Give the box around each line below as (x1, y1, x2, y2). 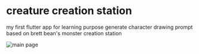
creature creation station (6, 4, 133, 18)
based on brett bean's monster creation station (6, 29, 123, 36)
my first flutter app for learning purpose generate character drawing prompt (6, 23, 193, 31)
